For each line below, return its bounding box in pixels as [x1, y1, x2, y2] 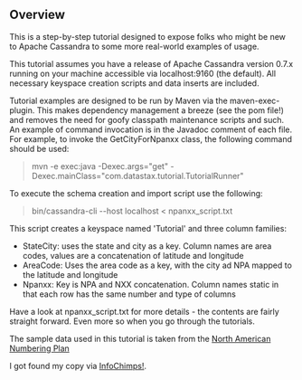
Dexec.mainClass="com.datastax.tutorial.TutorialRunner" [31, 170, 244, 181]
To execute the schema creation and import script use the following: [9, 187, 264, 198]
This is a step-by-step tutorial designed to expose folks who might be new [9, 31, 287, 42]
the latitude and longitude [22, 269, 118, 280]
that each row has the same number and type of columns [22, 289, 237, 299]
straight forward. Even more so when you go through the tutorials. [9, 316, 255, 327]
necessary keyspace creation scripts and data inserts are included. [9, 77, 260, 89]
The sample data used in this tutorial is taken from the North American [9, 333, 271, 344]
